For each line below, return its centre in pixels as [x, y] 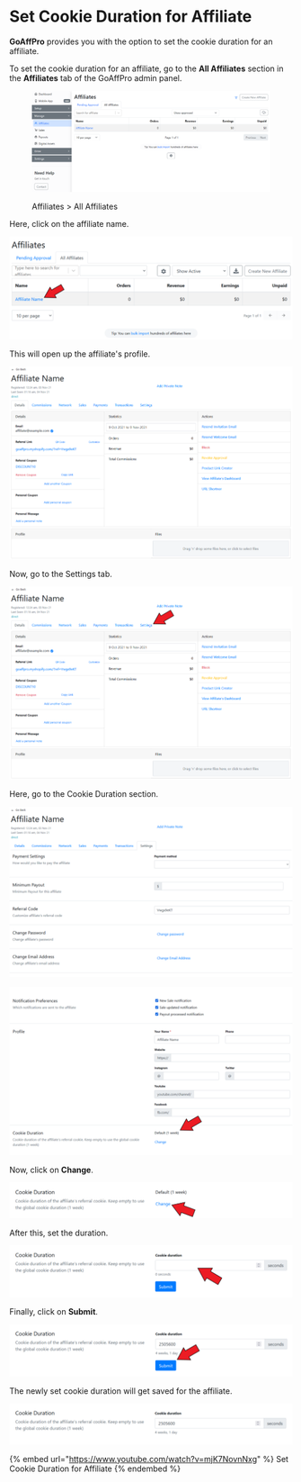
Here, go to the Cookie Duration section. [84, 793]
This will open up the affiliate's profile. [80, 354]
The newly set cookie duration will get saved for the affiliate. [121, 1391]
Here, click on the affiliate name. [69, 224]
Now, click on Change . [52, 1170]
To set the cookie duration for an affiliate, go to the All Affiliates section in [146, 68]
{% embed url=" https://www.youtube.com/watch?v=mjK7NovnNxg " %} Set [149, 1459]
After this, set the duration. [59, 1233]
